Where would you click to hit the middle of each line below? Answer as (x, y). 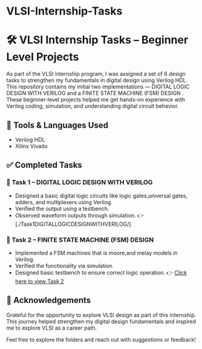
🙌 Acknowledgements (49, 300)
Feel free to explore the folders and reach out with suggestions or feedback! (101, 339)
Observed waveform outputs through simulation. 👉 (79, 215)
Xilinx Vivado (31, 146)
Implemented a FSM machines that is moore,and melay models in (96, 253)
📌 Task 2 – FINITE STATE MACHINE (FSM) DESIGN (80, 239)
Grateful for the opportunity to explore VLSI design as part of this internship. (101, 315)
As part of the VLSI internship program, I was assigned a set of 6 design (96, 74)
